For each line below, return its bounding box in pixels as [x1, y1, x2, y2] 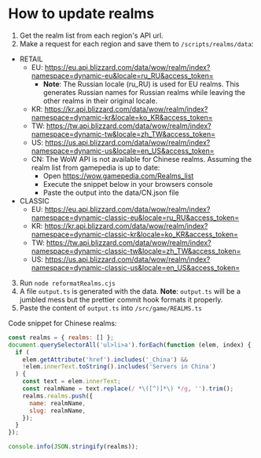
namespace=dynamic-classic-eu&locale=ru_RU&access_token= [31, 213, 240, 222]
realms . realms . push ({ [22, 392, 93, 400]
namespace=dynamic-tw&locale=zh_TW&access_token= [31, 129, 216, 138]
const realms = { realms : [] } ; [8, 333, 114, 342]
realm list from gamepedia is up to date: [31, 163, 160, 172]
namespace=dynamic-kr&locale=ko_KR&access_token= [31, 112, 213, 122]
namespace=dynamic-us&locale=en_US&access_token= [31, 146, 215, 156]
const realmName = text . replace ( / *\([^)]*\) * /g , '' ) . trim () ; [22, 385, 234, 393]
